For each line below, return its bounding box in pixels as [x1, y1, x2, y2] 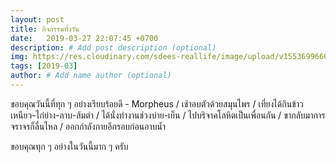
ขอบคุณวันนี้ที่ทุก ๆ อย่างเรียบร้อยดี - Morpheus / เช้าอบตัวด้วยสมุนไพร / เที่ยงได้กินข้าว [10, 97, 304, 110]
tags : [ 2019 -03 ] [10, 61, 78, 71]
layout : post [10, 14, 65, 25]
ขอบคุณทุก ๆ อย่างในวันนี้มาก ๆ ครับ [10, 140, 129, 152]
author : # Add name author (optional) [10, 71, 172, 81]
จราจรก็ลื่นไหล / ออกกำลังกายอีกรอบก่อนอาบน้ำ [10, 120, 167, 132]
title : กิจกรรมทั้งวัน [10, 24, 80, 34]
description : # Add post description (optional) [10, 42, 217, 53]
